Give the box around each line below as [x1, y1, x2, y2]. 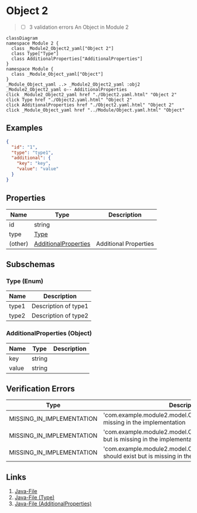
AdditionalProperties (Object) [6, 329, 92, 338]
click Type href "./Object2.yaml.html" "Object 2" [6, 97, 133, 103]
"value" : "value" [16, 166, 59, 172]
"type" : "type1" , [11, 150, 54, 156]
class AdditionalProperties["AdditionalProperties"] [11, 56, 143, 62]
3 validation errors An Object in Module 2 [29, 23, 129, 31]
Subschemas [6, 259, 55, 269]
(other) [9, 239, 29, 248]
